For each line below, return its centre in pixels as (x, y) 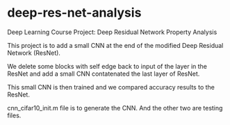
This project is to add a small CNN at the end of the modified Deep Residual (115, 45)
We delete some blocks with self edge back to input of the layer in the (107, 66)
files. (14, 115)
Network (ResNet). (34, 53)
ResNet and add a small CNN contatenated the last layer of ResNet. (104, 74)
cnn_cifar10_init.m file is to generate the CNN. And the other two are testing (115, 108)
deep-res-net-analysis (74, 13)
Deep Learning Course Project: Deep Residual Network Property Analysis (112, 32)
